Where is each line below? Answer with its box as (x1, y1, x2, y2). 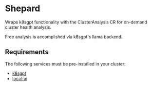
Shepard (5, 3, 40, 14)
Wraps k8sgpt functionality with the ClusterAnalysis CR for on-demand (5, 19, 148, 25)
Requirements (5, 48, 49, 56)
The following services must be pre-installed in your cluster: (5, 61, 126, 66)
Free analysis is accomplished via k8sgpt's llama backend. (5, 34, 123, 40)
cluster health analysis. (5, 24, 52, 30)
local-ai (12, 75, 28, 81)
